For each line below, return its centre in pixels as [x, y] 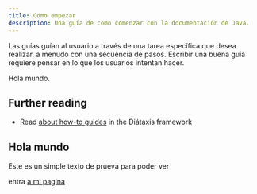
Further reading [48, 103]
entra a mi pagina [37, 182]
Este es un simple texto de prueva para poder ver [89, 166]
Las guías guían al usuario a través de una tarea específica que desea [122, 45]
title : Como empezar [42, 16]
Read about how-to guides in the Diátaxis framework [106, 122]
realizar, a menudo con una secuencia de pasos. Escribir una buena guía [127, 54]
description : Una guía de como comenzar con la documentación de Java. [129, 23]
